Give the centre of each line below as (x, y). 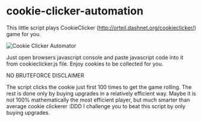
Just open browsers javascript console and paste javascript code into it (95, 57)
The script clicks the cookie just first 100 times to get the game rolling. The (99, 87)
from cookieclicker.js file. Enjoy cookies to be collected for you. (85, 64)
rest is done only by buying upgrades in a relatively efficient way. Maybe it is (101, 93)
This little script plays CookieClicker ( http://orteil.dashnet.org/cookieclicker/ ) (101, 28)
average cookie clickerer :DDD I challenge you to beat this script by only (96, 106)
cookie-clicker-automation (75, 11)
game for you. (24, 34)
